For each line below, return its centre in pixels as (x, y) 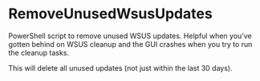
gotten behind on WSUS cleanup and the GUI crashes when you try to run (130, 44)
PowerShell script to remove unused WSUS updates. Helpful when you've (130, 36)
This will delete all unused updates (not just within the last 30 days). (120, 67)
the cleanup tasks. (39, 52)
